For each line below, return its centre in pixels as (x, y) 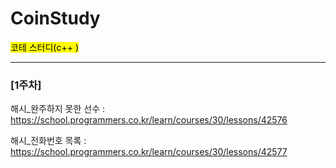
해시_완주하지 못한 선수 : (58, 109)
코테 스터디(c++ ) (45, 47)
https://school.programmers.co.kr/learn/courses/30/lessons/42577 (149, 152)
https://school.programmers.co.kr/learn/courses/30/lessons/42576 (149, 120)
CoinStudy (55, 18)
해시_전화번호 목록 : (48, 141)
